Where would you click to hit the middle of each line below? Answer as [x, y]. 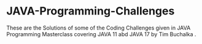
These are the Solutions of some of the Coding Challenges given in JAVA [99, 28]
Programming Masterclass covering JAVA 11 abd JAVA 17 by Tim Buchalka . [101, 34]
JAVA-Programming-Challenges [91, 11]
